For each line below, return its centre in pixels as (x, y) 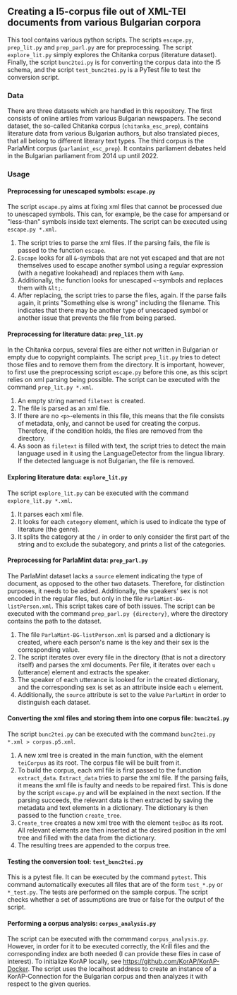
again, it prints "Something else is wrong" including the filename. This (119, 303)
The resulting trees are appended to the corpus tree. (94, 845)
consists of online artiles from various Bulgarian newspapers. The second (114, 119)
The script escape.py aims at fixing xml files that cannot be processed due (115, 207)
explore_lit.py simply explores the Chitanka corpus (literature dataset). (112, 54)
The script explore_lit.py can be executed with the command (98, 493)
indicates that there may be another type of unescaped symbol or (113, 311)
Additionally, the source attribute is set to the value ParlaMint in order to (122, 694)
